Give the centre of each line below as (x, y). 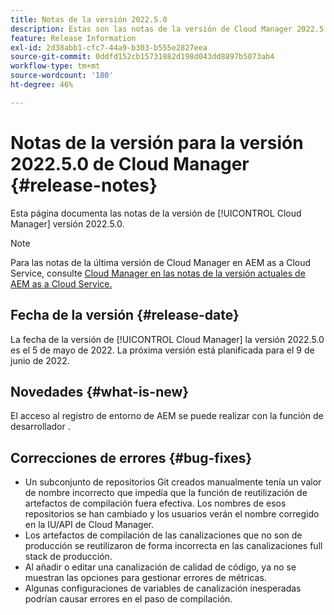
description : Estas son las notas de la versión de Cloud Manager (151, 29)
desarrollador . (40, 427)
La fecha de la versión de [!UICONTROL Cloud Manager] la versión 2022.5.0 (167, 339)
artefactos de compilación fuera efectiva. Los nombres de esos (155, 503)
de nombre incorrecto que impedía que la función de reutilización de (166, 493)
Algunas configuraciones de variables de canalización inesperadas (163, 588)
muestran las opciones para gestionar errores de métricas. (145, 578)
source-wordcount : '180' (62, 76)
